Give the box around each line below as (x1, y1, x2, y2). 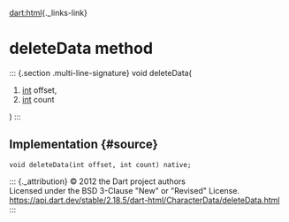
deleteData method (9, 39, 153, 58)
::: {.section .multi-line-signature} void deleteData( (9, 67, 193, 78)
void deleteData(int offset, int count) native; (9, 160, 192, 169)
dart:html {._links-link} (9, 8, 88, 18)
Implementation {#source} (9, 137, 159, 152)
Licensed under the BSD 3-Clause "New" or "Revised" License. (9, 185, 240, 195)
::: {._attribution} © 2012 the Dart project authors (9, 176, 186, 187)
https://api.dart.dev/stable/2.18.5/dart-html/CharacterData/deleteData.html (9, 195, 280, 205)
